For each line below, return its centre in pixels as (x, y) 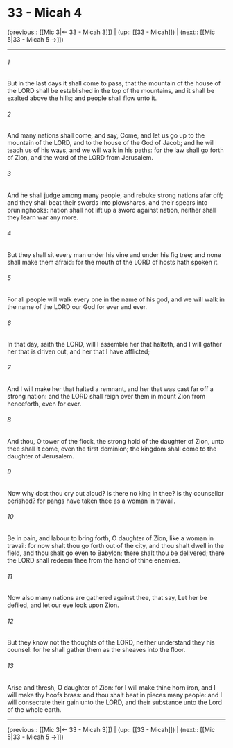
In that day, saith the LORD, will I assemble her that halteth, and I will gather (114, 344)
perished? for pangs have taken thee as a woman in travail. (91, 501)
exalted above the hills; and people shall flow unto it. (82, 98)
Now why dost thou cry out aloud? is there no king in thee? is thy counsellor (115, 493)
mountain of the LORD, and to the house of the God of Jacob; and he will (111, 143)
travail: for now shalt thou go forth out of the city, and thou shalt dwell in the (115, 545)
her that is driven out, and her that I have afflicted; (79, 351)
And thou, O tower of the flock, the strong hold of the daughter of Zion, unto (116, 441)
